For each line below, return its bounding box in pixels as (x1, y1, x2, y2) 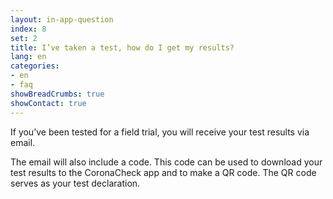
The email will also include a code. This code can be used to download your (10, 156, 323, 168)
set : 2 (10, 33, 38, 43)
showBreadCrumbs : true (10, 89, 105, 99)
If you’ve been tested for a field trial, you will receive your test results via (10, 126, 310, 138)
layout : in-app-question (10, 14, 114, 25)
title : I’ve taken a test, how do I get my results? (10, 42, 235, 53)
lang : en (10, 52, 47, 62)
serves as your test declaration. (10, 177, 141, 189)
